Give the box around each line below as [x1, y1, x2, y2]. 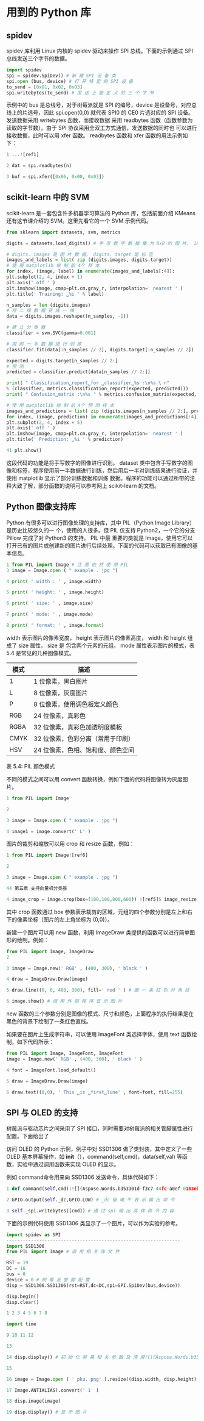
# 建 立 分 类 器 [6, 324, 46, 331]
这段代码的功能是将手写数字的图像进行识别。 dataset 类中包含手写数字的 [6, 459, 188, 467]
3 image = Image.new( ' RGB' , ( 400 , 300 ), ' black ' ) [6, 965, 148, 972]
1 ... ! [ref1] [6, 152, 39, 158]
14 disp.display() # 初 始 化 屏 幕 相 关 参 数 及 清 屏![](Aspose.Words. [6, 1354, 191, 1360]
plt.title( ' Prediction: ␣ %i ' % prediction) [6, 437, 123, 443]
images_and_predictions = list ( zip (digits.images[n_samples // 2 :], [6, 408, 189, 414]
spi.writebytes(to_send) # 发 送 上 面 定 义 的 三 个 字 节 [6, 90, 154, 96]
